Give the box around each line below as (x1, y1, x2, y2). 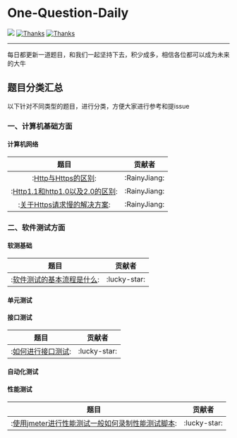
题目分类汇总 (7, 82, 63, 94)
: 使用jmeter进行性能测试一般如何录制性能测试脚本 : (11, 418, 178, 428)
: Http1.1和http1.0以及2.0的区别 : (11, 186, 118, 196)
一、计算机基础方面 (7, 121, 73, 131)
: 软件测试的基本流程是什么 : (11, 275, 100, 284)
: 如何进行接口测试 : (11, 346, 72, 356)
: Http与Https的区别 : (32, 173, 97, 183)
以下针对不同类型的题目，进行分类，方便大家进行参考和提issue (7, 102, 190, 110)
